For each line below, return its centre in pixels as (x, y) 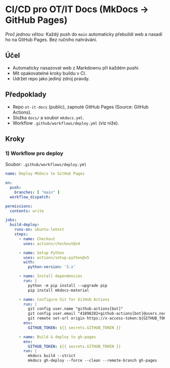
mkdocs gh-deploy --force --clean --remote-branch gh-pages (92, 361)
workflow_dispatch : (30, 197)
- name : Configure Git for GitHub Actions (64, 299)
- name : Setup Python (41, 253)
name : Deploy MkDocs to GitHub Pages (45, 174)
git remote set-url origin (56, 318)
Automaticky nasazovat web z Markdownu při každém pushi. (76, 68)
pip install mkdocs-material (58, 290)
